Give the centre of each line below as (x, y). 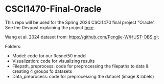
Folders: (13, 46)
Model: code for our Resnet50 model (49, 56)
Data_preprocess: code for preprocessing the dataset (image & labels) (83, 76)
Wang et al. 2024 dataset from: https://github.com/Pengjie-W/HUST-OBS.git (82, 37)
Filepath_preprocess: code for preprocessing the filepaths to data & (80, 66)
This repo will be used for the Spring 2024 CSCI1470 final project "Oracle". (80, 22)
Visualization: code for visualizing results (53, 61)
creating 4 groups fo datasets (42, 71)
